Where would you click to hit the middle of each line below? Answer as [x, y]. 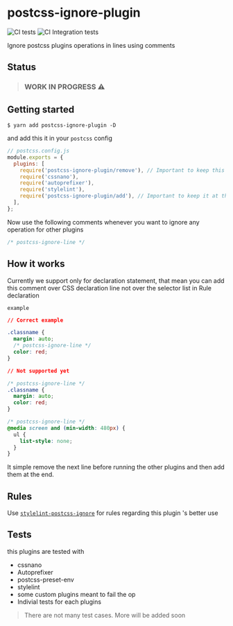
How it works [36, 264]
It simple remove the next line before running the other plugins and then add [116, 467]
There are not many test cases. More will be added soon [105, 615]
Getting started [41, 109]
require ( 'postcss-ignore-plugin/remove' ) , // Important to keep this [122, 170]
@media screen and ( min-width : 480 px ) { [67, 428]
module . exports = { [35, 157]
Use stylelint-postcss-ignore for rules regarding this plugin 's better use [113, 513]
